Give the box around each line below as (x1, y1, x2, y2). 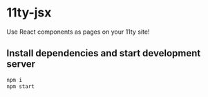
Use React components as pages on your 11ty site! (6, 28, 150, 36)
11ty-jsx (6, 5, 52, 21)
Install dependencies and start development (6, 47, 201, 59)
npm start (6, 83, 35, 90)
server (6, 58, 36, 70)
